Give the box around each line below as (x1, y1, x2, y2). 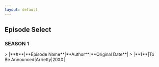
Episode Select (4, 26, 52, 34)
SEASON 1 (4, 40, 29, 47)
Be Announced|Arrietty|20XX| (4, 57, 65, 63)
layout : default (4, 7, 38, 12)
